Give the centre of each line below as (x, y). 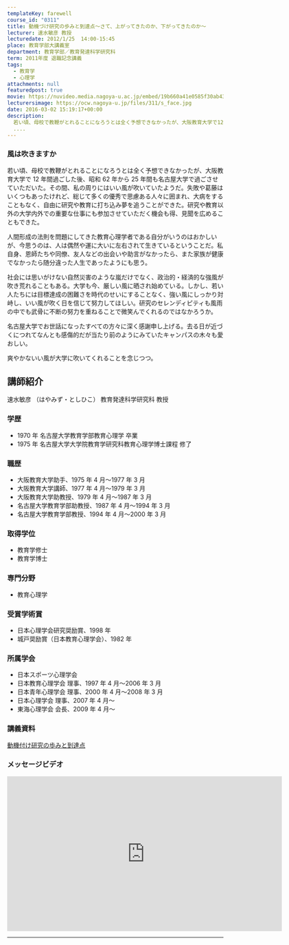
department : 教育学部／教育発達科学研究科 (61, 52)
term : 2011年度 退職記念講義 (45, 59)
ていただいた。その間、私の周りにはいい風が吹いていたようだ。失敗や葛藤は (115, 187)
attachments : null (33, 84)
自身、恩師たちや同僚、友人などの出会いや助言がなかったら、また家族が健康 (115, 254)
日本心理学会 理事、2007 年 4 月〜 (66, 701)
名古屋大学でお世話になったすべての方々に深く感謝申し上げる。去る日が (109, 326)
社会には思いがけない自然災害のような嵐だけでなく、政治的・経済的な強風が (115, 277)
